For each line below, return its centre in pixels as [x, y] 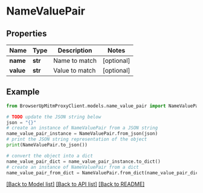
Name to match [75, 61]
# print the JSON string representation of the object [77, 139]
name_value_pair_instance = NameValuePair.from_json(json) [82, 134]
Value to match [75, 70]
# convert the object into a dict [50, 155]
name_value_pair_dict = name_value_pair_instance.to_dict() [84, 162]
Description [75, 51]
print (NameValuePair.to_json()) [47, 145]
